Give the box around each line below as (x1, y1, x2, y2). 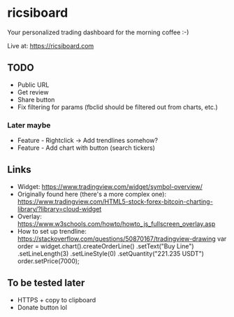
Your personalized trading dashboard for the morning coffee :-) (7, 28, 189, 36)
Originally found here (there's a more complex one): (17, 190, 166, 198)
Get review (17, 87, 49, 96)
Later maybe (7, 120, 51, 130)
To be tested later (7, 277, 85, 289)
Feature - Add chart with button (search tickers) (17, 143, 156, 152)
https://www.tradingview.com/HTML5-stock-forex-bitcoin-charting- (17, 197, 213, 206)
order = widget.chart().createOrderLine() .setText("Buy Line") (17, 241, 194, 250)
